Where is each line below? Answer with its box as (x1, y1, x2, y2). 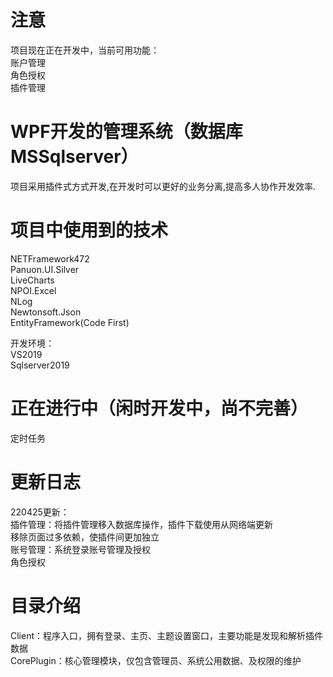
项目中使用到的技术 (10, 219, 169, 242)
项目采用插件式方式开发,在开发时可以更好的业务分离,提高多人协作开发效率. (10, 180, 317, 192)
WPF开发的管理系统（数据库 (10, 121, 243, 143)
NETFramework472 (10, 252, 90, 265)
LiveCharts (10, 274, 55, 286)
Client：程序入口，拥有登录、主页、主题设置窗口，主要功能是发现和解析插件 (10, 629, 324, 641)
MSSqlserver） (10, 146, 139, 168)
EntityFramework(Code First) (10, 316, 130, 328)
